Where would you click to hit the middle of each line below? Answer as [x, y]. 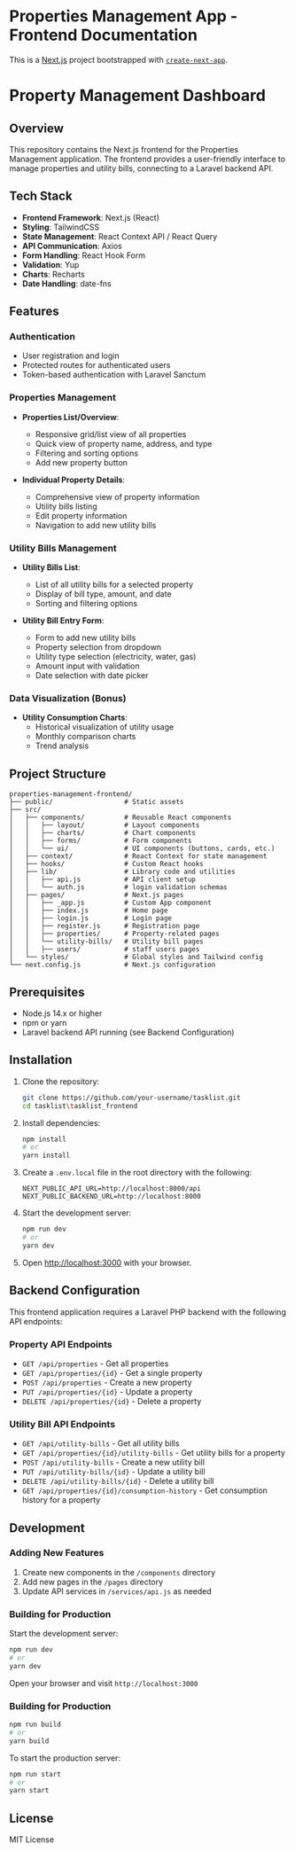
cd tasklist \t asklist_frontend [80, 1106]
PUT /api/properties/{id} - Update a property [107, 1391]
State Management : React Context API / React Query [120, 236]
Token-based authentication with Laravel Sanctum [114, 375]
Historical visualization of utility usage [105, 727]
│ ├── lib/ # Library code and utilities [123, 872]
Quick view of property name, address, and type [124, 443]
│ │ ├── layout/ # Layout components [105, 825]
